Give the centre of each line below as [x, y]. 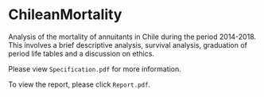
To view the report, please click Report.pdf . [80, 84]
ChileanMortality [65, 15]
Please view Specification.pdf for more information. [95, 68]
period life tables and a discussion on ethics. [82, 53]
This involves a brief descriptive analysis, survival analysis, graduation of [128, 45]
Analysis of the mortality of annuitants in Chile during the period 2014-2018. [132, 37]
